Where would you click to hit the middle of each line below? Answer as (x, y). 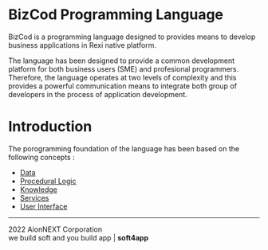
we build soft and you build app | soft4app (79, 237)
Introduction (50, 127)
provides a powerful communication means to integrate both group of (123, 86)
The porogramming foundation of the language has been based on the (124, 148)
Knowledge (38, 189)
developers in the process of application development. (98, 94)
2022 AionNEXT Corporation (55, 229)
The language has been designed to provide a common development (122, 61)
